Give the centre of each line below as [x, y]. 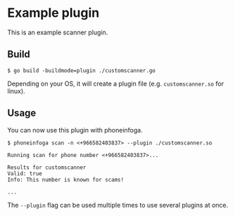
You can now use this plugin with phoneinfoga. [75, 130]
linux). [17, 91]
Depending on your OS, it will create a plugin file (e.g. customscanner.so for [115, 83]
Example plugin [53, 13]
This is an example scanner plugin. [58, 32]
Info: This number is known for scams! [66, 180]
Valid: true [25, 173]
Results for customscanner [47, 167]
